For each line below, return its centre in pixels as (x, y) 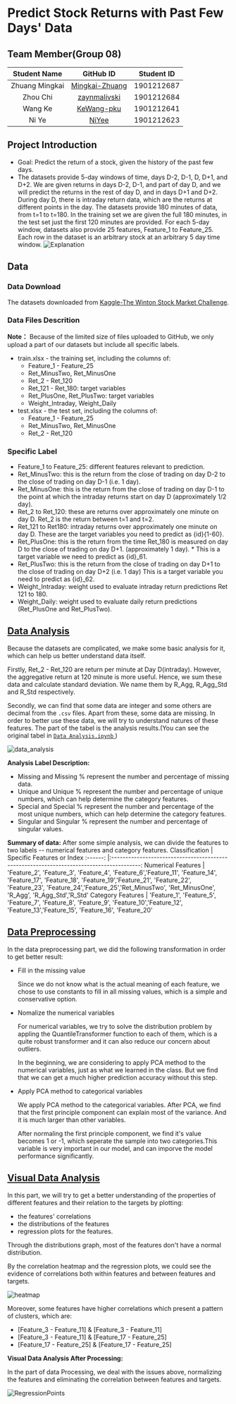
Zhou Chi (37, 97)
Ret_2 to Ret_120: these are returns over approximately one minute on (118, 512)
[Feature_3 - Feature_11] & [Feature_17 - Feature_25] (92, 1337)
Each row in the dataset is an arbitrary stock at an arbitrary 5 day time (119, 237)
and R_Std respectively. (41, 692)
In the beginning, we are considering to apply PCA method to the (111, 1062)
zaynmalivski (99, 97)
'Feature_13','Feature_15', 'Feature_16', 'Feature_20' (80, 910)
